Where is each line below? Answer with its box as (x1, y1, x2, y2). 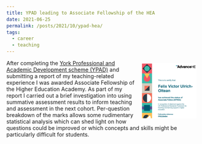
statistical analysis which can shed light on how (6, 118, 127, 125)
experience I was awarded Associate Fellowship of (6, 79, 135, 86)
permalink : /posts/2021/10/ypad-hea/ (6, 23, 103, 29)
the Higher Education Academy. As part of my (6, 85, 123, 93)
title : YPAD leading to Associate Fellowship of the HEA (6, 10, 155, 16)
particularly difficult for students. (6, 131, 90, 138)
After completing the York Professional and (6, 60, 115, 67)
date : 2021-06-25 (6, 16, 51, 23)
